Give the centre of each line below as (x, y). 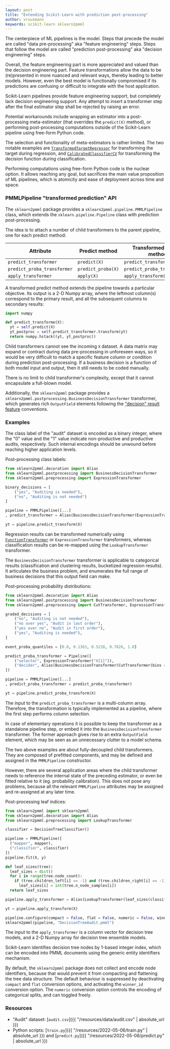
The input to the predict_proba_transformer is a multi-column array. (76, 703)
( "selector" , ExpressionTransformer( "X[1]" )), (64, 661)
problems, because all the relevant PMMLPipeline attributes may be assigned (84, 786)
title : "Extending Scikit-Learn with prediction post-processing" (77, 15)
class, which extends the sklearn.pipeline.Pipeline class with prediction (82, 214)
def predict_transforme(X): (35, 322)
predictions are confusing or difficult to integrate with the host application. (83, 86)
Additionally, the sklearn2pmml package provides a (57, 393)
